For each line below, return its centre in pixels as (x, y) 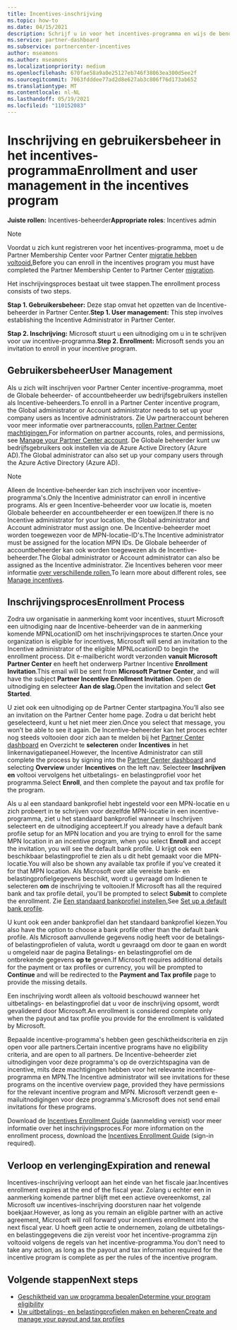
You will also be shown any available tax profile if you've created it (124, 864)
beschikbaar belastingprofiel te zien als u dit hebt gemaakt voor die (105, 856)
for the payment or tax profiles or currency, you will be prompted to (105, 967)
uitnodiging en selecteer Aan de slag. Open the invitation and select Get (112, 687)
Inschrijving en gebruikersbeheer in (114, 141)
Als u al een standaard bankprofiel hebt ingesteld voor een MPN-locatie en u (119, 804)
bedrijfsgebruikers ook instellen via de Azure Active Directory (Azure (107, 447)
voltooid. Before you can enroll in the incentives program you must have (111, 262)
